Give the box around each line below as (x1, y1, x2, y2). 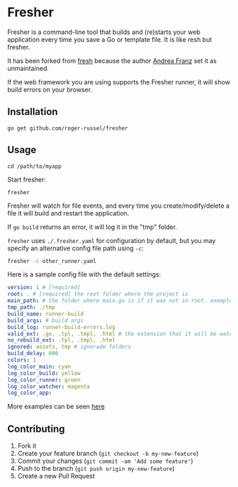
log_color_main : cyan (7, 363, 72, 370)
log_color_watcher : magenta (7, 383, 91, 390)
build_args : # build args (7, 317, 84, 324)
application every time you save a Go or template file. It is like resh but (7, 35, 212, 43)
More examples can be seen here (7, 402, 105, 411)
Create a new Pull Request (17, 472, 96, 481)
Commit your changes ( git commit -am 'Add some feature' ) (17, 457, 193, 465)
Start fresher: (7, 175, 47, 184)
